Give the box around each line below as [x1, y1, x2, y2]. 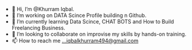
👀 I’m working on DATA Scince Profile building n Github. [11, 12, 147, 19]
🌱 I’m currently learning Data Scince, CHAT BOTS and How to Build [11, 18, 174, 25]
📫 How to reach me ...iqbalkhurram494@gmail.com [11, 37, 138, 44]
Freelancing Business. [11, 24, 66, 31]
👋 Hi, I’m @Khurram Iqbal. [11, 6, 75, 12]
